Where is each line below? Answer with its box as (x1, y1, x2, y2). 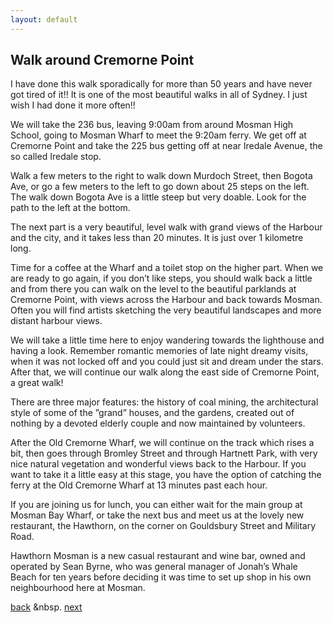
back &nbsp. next (10, 601, 83, 613)
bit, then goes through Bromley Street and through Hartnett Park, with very (10, 447, 318, 460)
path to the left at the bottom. (10, 202, 131, 214)
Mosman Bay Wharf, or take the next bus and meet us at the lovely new (10, 509, 305, 521)
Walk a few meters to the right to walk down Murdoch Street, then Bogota (10, 170, 313, 182)
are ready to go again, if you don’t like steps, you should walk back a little (10, 272, 313, 285)
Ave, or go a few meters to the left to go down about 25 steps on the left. (10, 181, 310, 193)
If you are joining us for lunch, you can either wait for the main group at (10, 499, 303, 511)
